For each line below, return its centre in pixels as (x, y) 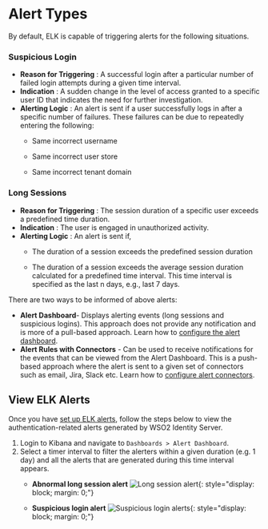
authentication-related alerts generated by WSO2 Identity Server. (116, 428)
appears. (34, 469)
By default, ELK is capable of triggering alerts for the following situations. (129, 36)
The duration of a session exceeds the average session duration (138, 267)
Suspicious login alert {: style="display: (139, 508)
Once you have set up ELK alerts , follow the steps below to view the (120, 419)
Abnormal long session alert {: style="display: (143, 484)
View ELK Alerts (49, 400)
